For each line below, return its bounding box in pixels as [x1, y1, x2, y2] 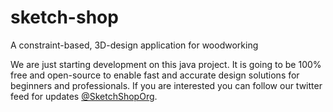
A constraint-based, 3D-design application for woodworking [10, 39, 259, 51]
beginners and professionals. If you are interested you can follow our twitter [10, 79, 323, 91]
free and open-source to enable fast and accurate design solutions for [10, 69, 300, 81]
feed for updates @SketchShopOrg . [10, 90, 158, 102]
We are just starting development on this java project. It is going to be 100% [10, 58, 322, 70]
